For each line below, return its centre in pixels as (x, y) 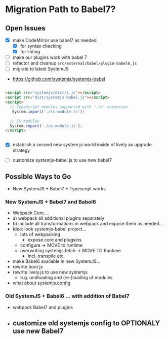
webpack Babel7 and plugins (43, 307)
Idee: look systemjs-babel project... (49, 229)
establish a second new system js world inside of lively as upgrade (82, 145)
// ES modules (25, 121)
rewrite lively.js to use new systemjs (50, 272)
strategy (21, 150)
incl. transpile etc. (46, 256)
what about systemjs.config (41, 283)
